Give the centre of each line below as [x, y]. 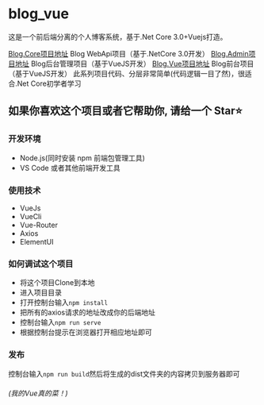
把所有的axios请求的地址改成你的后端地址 [88, 312]
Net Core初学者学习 [49, 83]
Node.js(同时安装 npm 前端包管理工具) [82, 158]
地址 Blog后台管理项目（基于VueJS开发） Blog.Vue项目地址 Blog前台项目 [134, 64]
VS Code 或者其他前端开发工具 [70, 168]
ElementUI [36, 241]
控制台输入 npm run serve [60, 322]
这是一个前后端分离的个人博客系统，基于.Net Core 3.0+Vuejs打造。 [118, 37]
